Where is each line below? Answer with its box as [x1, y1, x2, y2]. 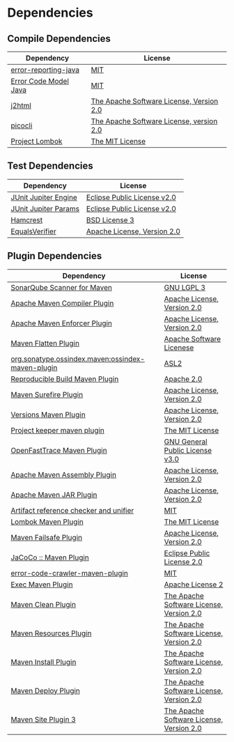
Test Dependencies [7, 160, 93, 172]
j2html [10, 101, 31, 110]
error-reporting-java [10, 65, 80, 75]
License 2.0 [164, 557, 203, 566]
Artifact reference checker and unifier [10, 505, 134, 515]
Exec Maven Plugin [10, 580, 73, 589]
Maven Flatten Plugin [10, 338, 80, 348]
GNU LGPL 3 [164, 282, 205, 292]
